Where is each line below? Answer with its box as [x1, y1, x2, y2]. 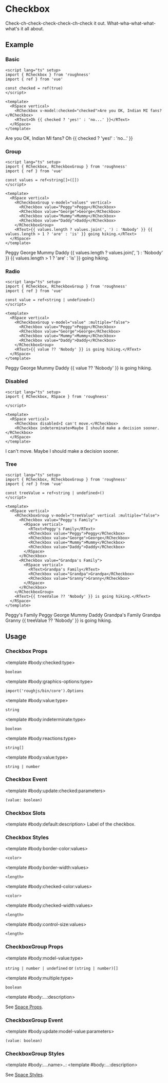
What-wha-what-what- [107, 20, 156, 26]
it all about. [20, 25, 44, 31]
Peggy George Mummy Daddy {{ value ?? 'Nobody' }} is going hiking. [5, 365, 153, 371]
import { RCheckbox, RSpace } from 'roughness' [5, 394, 109, 399]
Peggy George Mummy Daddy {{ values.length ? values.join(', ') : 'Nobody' [5, 249, 163, 255]
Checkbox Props [5, 648, 48, 655]
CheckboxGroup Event [5, 1016, 63, 1023]
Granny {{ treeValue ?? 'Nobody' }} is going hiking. [5, 617, 112, 623]
